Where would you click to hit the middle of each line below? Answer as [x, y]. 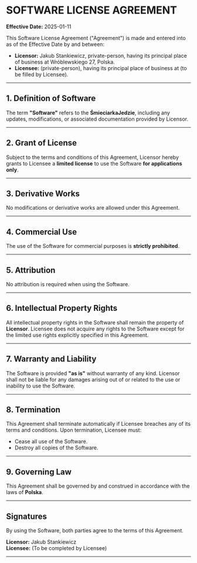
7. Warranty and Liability [51, 359]
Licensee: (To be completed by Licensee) [57, 548]
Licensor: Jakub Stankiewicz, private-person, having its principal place [101, 55]
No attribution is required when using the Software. [68, 284]
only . [12, 170]
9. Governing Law [39, 472]
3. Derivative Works [43, 193]
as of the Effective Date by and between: [55, 44]
